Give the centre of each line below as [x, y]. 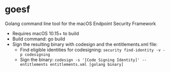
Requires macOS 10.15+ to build [45, 33]
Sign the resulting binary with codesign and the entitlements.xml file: [85, 44]
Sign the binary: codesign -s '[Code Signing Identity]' [80, 59]
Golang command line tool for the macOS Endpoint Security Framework [80, 23]
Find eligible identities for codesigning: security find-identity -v [90, 50]
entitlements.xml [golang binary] [87, 64]
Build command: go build [39, 39]
